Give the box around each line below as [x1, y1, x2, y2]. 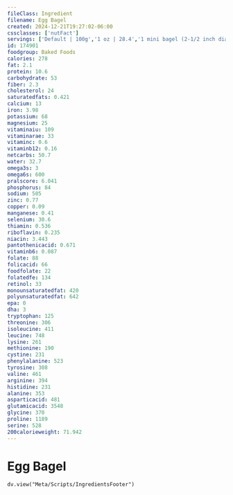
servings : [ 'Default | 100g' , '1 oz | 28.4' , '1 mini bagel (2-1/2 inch [7, 36, 216, 43]
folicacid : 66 [7, 261, 49, 268]
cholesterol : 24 [7, 87, 54, 94]
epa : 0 [7, 300, 26, 307]
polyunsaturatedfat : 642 [7, 294, 79, 300]
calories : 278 [7, 55, 49, 62]
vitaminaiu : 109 [7, 126, 54, 133]
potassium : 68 [7, 113, 49, 120]
